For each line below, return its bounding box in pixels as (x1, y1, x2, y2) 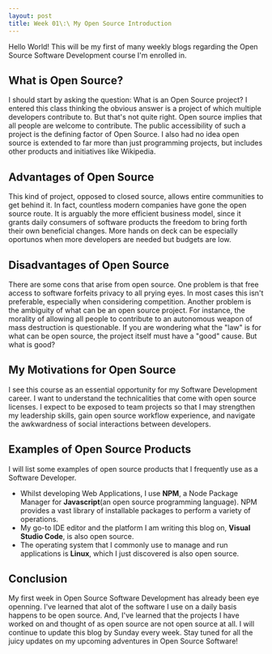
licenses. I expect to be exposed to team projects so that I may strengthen (8, 401, 256, 411)
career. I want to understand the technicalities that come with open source (8, 393, 257, 403)
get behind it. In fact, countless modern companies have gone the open (8, 200, 247, 210)
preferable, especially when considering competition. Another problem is (8, 296, 252, 306)
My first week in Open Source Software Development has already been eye (8, 593, 260, 603)
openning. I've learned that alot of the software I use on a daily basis (8, 602, 237, 612)
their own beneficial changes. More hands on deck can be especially (8, 226, 238, 236)
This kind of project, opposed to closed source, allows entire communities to (8, 192, 264, 202)
